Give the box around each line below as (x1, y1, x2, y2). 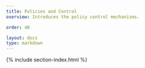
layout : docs (6, 35, 38, 41)
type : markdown (6, 40, 43, 46)
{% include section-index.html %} (6, 56, 88, 63)
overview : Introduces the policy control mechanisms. (6, 14, 140, 20)
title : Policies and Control (6, 8, 77, 15)
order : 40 (6, 24, 30, 30)
